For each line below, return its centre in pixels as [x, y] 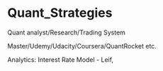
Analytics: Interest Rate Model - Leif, [61, 59]
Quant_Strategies [60, 13]
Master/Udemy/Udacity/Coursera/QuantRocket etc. [82, 46]
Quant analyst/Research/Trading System [67, 32]
